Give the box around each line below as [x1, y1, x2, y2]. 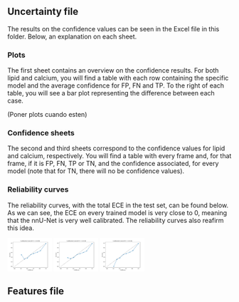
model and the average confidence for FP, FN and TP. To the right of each [7, 81, 225, 90]
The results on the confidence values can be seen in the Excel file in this [7, 24, 220, 33]
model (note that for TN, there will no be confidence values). [7, 167, 185, 175]
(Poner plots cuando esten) [7, 110, 87, 119]
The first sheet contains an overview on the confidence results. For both [7, 66, 219, 75]
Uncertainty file [7, 6, 79, 18]
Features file [7, 285, 65, 298]
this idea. [7, 224, 34, 232]
